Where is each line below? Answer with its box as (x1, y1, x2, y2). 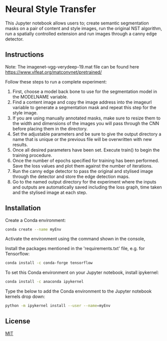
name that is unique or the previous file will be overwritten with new (12, 136, 152, 142)
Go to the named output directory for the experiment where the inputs (12, 178, 156, 184)
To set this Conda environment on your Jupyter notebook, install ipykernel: (5, 269, 159, 275)
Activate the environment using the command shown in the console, (5, 236, 145, 242)
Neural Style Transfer (5, 3, 96, 15)
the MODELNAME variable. (12, 93, 68, 99)
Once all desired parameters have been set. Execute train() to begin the (12, 146, 160, 153)
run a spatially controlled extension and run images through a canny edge (5, 30, 157, 36)
